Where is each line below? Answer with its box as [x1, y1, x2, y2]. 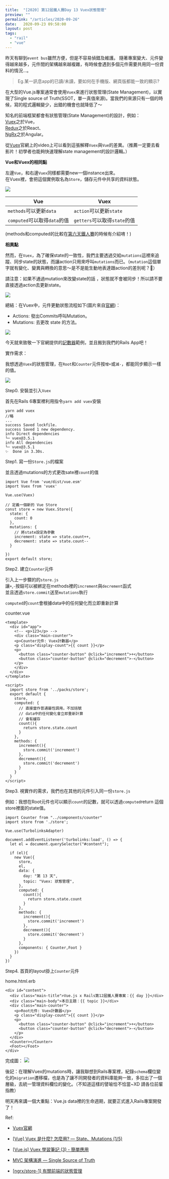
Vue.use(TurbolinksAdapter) [5, 828, 64, 833]
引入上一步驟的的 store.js [5, 577, 59, 583]
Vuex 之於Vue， [5, 118, 38, 124]
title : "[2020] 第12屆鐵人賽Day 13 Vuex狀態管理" [5, 7, 107, 13]
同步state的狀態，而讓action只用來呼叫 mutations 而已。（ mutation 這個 [14, 258, 157, 264]
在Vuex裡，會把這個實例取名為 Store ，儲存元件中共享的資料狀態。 [5, 176, 142, 182]
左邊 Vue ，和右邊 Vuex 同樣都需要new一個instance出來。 [5, 170, 118, 176]
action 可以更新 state [73, 207, 123, 214]
